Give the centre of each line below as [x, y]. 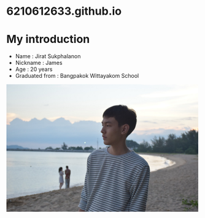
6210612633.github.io [64, 11]
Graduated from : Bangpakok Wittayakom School [77, 76]
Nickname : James [39, 63]
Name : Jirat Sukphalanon [48, 56]
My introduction [48, 39]
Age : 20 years [34, 69]
